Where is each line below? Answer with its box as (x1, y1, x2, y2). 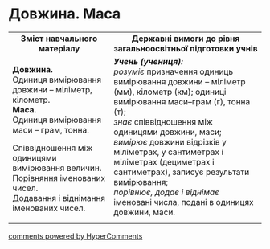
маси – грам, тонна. (12, 124, 90, 135)
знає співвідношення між (113, 116, 213, 127)
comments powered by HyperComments (8, 231, 143, 241)
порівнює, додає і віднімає (113, 186, 219, 198)
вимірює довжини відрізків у (113, 136, 227, 147)
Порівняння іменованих (12, 172, 106, 183)
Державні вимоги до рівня (131, 33, 240, 44)
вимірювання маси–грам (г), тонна (113, 96, 251, 107)
